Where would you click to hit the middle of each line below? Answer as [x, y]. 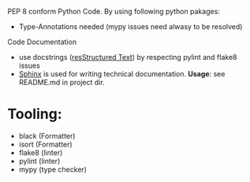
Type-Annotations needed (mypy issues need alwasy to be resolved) [131, 26]
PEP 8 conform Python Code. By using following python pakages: [114, 11]
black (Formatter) [47, 136]
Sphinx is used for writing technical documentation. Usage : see [122, 74]
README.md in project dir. [62, 82]
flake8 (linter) [41, 152]
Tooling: [35, 114]
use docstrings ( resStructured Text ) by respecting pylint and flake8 [128, 57]
